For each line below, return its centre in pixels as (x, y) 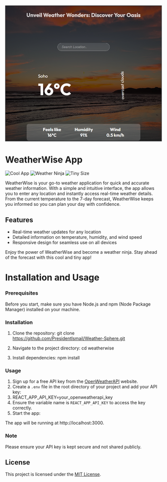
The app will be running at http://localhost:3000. (55, 423)
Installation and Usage (52, 278)
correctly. (22, 408)
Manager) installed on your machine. (43, 309)
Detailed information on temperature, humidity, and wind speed (77, 237)
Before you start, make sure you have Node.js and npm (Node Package (78, 304)
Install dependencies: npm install (46, 358)
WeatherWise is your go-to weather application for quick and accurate (77, 183)
